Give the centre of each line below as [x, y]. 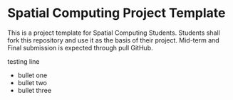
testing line [24, 61]
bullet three [35, 90]
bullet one [32, 75]
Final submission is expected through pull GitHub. [80, 48]
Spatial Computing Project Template [116, 13]
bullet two [32, 82]
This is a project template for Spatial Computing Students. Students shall [114, 33]
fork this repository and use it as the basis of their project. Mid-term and [113, 40]
